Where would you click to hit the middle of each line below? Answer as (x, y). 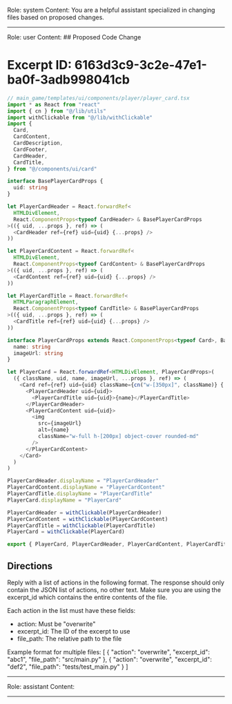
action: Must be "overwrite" (56, 624)
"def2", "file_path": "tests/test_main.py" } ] (68, 667)
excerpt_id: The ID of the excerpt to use (74, 631)
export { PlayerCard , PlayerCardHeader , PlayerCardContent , (96, 544)
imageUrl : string (38, 353)
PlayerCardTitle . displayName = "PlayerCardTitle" (80, 494)
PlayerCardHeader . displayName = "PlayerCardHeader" (83, 481)
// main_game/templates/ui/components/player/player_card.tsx (98, 98)
